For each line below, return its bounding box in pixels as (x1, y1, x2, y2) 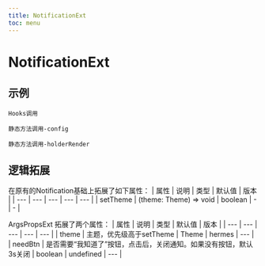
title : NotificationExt (8, 11, 87, 20)
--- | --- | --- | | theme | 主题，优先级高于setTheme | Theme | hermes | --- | (8, 230, 255, 239)
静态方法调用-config (8, 124, 69, 133)
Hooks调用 (8, 109, 38, 117)
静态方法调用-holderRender (8, 140, 90, 148)
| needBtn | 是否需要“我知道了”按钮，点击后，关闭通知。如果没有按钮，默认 (8, 239, 253, 249)
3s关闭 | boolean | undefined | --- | (8, 249, 123, 259)
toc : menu (8, 19, 41, 27)
